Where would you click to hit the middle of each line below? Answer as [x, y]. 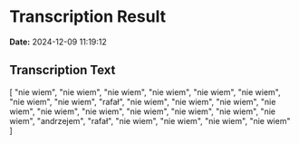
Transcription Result [87, 17]
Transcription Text [63, 70]
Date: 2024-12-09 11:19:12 [58, 42]
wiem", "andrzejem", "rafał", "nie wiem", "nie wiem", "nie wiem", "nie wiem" [150, 120]
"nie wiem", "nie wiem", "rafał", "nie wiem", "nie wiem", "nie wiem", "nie [143, 101]
